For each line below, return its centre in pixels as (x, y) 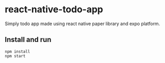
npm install (17, 51)
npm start (15, 56)
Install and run (28, 40)
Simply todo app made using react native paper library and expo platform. (82, 24)
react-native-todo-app (54, 9)
